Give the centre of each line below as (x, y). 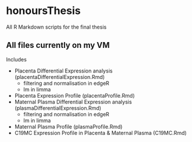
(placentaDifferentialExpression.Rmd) (60, 77)
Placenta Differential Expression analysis (64, 71)
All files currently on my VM (58, 45)
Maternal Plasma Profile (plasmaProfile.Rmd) (68, 126)
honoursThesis (43, 11)
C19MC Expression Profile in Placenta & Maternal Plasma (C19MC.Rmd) (101, 133)
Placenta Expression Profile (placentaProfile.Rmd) (75, 95)
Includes (16, 59)
